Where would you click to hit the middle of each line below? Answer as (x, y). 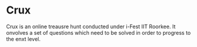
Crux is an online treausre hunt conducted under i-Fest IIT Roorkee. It (91, 26)
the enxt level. (23, 39)
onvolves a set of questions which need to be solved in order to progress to (99, 32)
